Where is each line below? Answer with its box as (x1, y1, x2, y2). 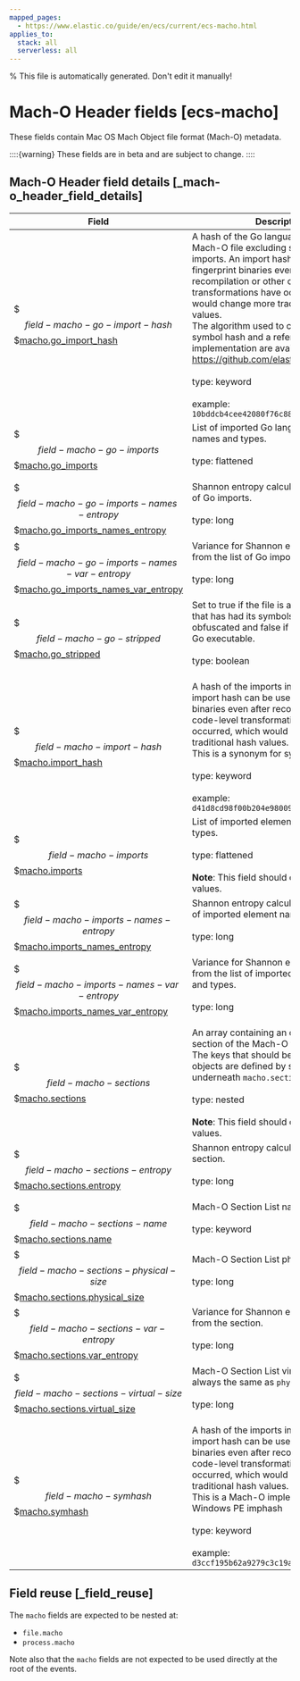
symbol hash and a (191, 330, 271, 343)
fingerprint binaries (191, 263, 272, 276)
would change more (191, 297, 276, 309)
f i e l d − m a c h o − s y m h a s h (45, 1489, 152, 1501)
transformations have (191, 286, 281, 298)
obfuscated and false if (191, 621, 289, 633)
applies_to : (9, 29, 54, 38)
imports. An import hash (191, 252, 293, 264)
